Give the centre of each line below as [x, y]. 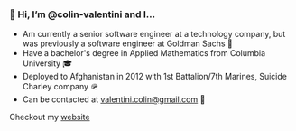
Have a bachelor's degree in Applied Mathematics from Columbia [144, 53]
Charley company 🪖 [60, 87]
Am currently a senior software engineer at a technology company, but [154, 34]
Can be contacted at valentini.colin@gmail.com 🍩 [114, 99]
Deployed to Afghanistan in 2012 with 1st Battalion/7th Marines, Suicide [154, 77]
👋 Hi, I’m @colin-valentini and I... [83, 14]
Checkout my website [50, 117]
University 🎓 [47, 63]
